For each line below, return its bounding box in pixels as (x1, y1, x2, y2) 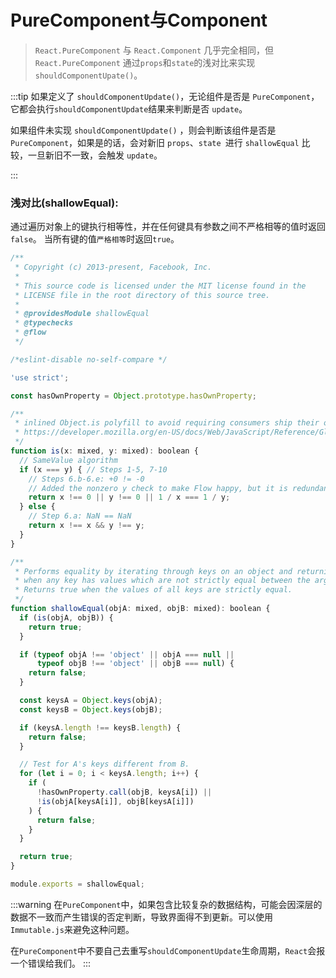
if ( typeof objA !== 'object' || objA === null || (19, 649, 235, 660)
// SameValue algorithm (19, 455, 118, 465)
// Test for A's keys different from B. (19, 759, 190, 770)
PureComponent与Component (10, 9, 268, 32)
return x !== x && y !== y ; (28, 521, 145, 531)
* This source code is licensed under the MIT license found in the (14, 281, 307, 291)
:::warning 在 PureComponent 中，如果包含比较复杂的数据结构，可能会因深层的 (10, 898, 323, 910)
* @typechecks (14, 318, 74, 328)
